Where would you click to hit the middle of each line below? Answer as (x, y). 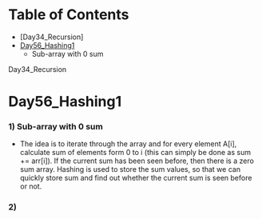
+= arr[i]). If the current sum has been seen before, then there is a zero (137, 161)
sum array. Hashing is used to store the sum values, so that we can (130, 169)
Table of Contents (69, 15)
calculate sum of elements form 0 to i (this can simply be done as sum (135, 153)
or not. (31, 186)
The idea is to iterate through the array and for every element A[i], (128, 144)
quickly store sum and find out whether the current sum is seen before (136, 178)
